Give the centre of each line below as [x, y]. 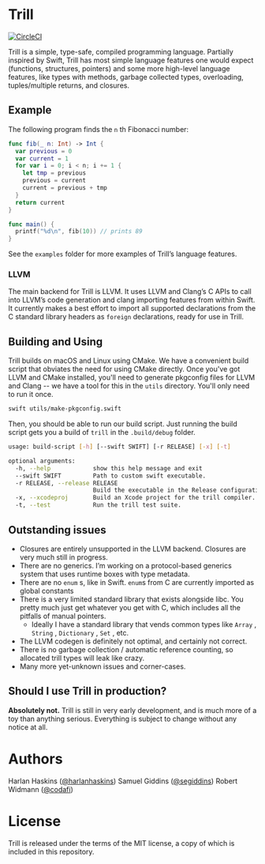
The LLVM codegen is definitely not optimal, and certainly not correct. [133, 641]
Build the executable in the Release [155, 490]
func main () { [32, 224]
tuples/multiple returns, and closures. [69, 85]
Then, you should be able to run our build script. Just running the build [123, 424]
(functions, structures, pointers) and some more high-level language [119, 68]
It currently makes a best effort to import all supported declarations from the [132, 308]
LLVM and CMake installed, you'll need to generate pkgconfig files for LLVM [132, 378]
